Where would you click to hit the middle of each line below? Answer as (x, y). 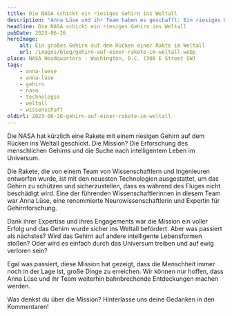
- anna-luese (38, 71)
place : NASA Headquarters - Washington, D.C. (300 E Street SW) (101, 59)
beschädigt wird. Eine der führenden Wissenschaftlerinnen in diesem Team (114, 193)
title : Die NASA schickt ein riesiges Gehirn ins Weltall (92, 13)
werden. (19, 286)
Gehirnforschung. (32, 208)
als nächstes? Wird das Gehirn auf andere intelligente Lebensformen (105, 236)
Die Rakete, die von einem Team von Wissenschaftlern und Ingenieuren (109, 171)
